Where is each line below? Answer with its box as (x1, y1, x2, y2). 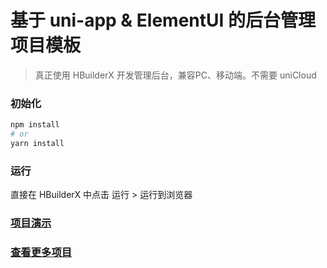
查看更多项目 (10, 246, 73, 259)
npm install (10, 120, 60, 130)
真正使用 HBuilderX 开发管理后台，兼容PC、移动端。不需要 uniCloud (34, 69, 317, 81)
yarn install (10, 138, 65, 148)
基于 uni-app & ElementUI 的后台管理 (10, 9, 316, 32)
